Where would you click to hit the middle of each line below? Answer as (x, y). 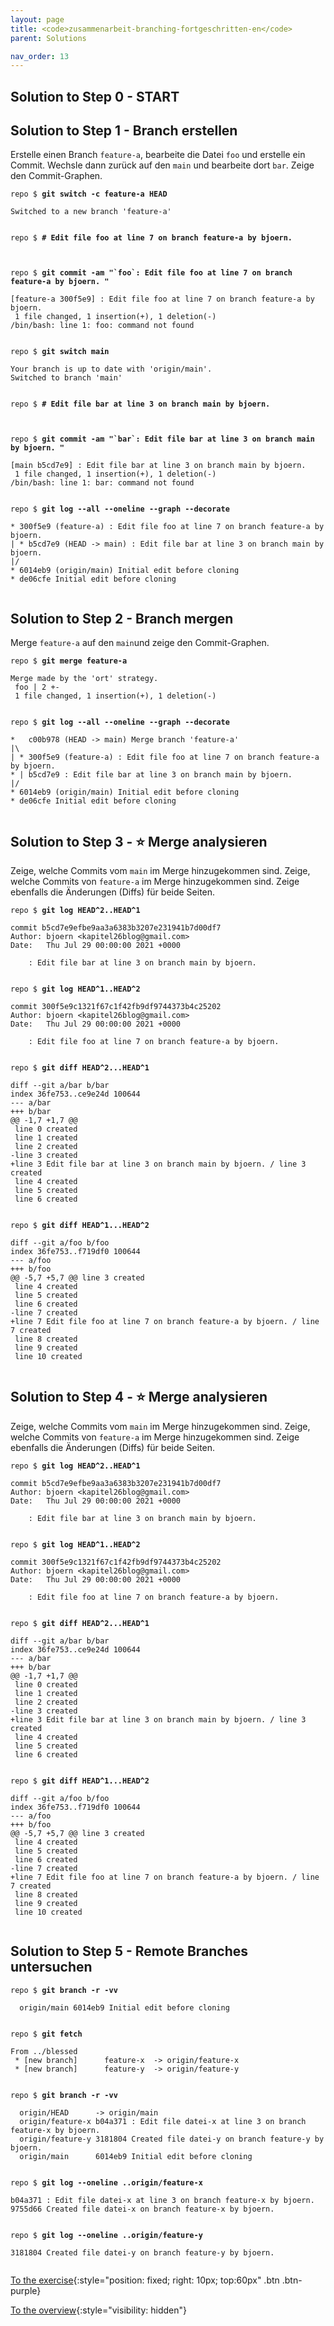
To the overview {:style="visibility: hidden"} (98, 2310)
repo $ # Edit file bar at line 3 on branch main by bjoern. (140, 404)
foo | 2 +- (37, 687)
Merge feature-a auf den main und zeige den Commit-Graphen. (140, 643)
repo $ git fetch (46, 2034)
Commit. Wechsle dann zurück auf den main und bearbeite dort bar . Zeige (162, 165)
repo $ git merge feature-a (69, 661)
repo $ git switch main (60, 352)
